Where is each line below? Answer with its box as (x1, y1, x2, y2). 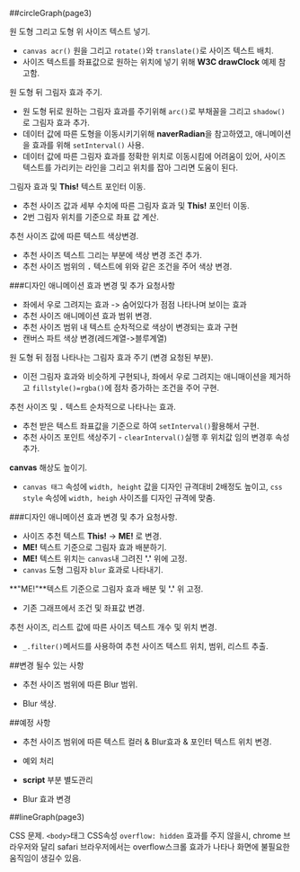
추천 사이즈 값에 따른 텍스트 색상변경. (9, 231, 139, 241)
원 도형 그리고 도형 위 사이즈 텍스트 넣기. (9, 26, 151, 37)
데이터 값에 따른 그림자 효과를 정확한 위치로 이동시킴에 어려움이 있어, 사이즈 (22, 151, 287, 161)
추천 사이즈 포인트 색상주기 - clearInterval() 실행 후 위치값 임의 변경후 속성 (22, 432, 290, 442)
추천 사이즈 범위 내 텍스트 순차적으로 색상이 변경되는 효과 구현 (22, 322, 238, 332)
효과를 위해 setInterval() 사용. (31, 139, 145, 150)
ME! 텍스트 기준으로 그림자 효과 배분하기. (22, 542, 167, 552)
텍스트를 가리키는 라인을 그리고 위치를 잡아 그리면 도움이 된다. (22, 162, 239, 173)
